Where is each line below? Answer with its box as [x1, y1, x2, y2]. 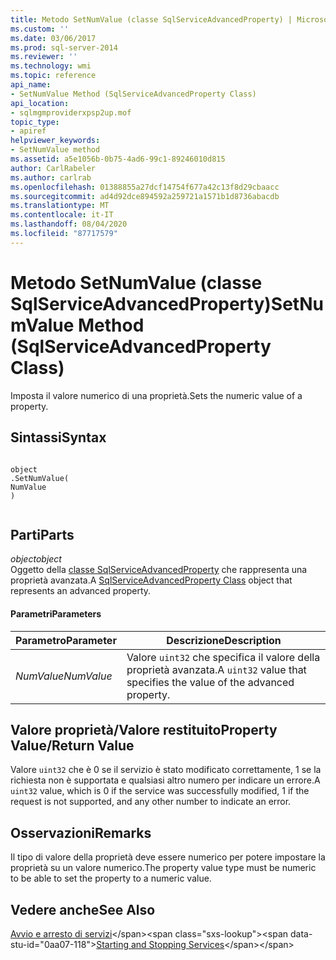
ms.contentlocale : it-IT [10, 210, 114, 220]
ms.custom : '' [10, 24, 70, 34]
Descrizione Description [166, 633, 282, 647]
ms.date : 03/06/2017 [10, 33, 97, 43]
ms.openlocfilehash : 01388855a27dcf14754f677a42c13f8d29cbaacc [10, 182, 280, 192]
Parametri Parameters [10, 607, 102, 620]
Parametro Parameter [15, 633, 117, 647]
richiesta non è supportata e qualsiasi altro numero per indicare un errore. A [10, 774, 321, 786]
